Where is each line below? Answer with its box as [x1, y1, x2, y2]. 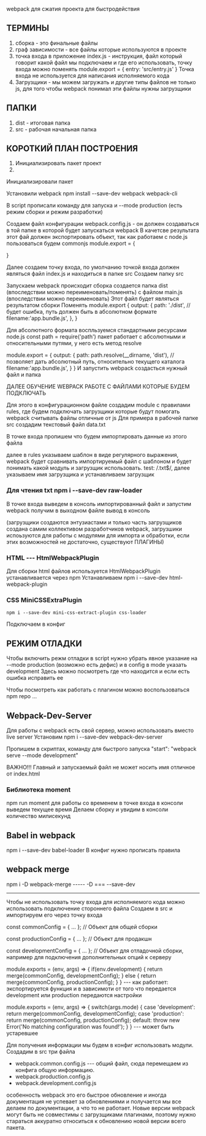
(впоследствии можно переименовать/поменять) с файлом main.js [6, 289, 183, 296]
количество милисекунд [6, 812, 71, 820]
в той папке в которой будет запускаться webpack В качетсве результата [6, 227, 199, 234]
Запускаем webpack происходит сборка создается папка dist [6, 282, 168, 289]
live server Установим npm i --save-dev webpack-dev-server [6, 733, 163, 741]
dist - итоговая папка [15, 119, 71, 126]
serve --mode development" [6, 752, 78, 759]
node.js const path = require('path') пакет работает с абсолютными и [6, 333, 186, 340]
